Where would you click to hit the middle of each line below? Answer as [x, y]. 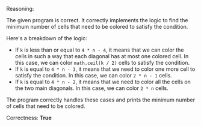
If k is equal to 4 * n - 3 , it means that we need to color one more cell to [105, 69]
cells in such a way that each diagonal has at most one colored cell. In [102, 56]
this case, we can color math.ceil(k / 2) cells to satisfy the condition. [102, 63]
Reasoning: [20, 9]
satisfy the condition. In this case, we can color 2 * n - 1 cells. [94, 75]
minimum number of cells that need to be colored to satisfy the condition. [97, 27]
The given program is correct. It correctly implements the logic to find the [97, 20]
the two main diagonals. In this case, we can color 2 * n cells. [91, 88]
